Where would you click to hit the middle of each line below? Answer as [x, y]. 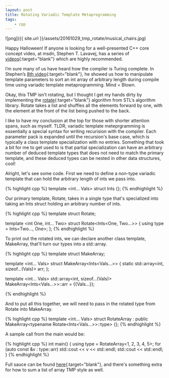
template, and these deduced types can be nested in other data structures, [83, 158]
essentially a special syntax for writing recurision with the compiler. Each [81, 132]
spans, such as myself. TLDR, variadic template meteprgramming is [75, 126]
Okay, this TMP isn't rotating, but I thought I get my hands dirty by [74, 95]
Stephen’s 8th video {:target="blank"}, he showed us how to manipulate [79, 74]
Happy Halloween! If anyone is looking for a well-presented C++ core [77, 48]
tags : [11, 19]
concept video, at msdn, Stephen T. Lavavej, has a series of [67, 54]
